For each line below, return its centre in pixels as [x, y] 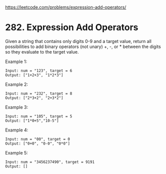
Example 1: [16, 61]
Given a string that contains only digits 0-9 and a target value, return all [79, 41]
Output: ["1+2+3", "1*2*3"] [34, 75]
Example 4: [17, 130]
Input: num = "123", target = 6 [39, 70]
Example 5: [17, 152]
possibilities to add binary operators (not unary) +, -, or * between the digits [83, 46]
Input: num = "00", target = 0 [38, 139]
